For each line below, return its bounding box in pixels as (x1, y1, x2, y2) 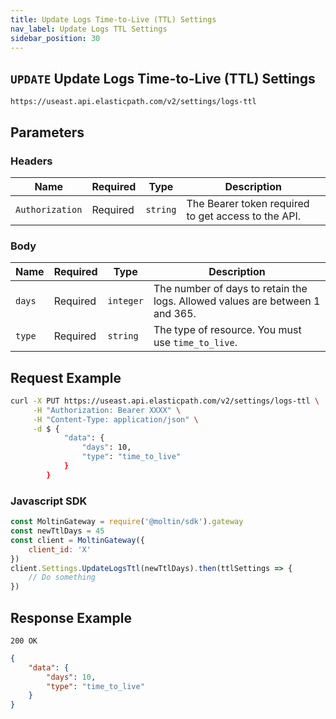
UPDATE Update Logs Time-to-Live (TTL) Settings (10, 70, 316, 87)
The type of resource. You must (153, 323, 302, 337)
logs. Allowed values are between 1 (153, 294, 321, 308)
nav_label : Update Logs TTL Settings (10, 24, 168, 34)
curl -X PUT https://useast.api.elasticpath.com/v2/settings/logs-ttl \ (10, 396, 320, 406)
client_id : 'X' (28, 544, 92, 555)
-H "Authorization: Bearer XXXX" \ (32, 405, 182, 415)
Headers (10, 154, 53, 168)
